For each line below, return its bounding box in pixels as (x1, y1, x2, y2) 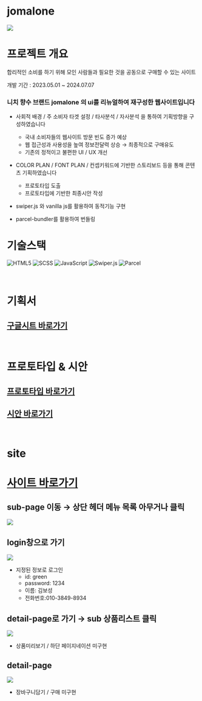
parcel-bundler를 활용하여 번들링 (15, 216, 96, 223)
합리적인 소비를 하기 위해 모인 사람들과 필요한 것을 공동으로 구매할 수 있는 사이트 (7, 68, 197, 75)
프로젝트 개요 (7, 47, 69, 61)
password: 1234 (24, 579, 66, 587)
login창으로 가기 (7, 538, 66, 548)
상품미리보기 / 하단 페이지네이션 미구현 (15, 642, 107, 649)
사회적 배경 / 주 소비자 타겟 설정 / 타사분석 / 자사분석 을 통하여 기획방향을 (15, 113, 188, 120)
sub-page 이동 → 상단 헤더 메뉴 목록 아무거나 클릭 (7, 502, 185, 513)
